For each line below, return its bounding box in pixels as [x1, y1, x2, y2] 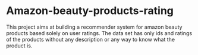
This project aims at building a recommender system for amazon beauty [6, 23, 183, 30]
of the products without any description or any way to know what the [6, 36, 175, 43]
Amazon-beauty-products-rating [6, 4, 174, 18]
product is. [6, 42, 33, 49]
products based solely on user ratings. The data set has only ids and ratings [6, 29, 192, 36]
